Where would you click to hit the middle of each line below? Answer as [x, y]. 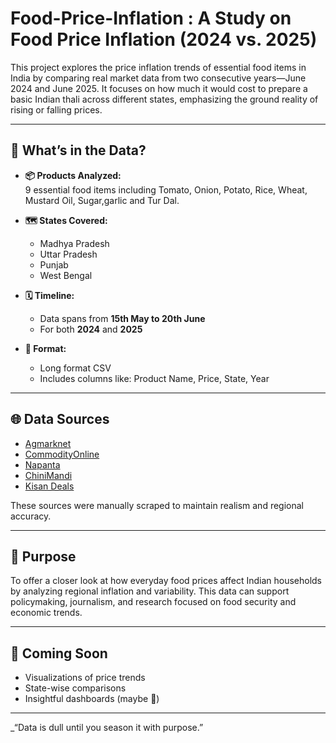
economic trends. [46, 613]
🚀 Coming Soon [59, 653]
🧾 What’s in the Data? [78, 150]
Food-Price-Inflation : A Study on [151, 18]
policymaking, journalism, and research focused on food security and [153, 602]
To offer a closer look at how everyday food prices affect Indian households [166, 581]
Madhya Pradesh [74, 243]
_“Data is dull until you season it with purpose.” [107, 728]
